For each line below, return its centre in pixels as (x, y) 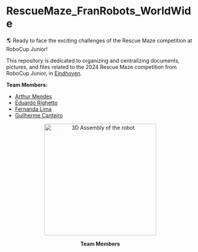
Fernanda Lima (33, 109)
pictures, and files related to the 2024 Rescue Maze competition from (92, 67)
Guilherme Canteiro (39, 115)
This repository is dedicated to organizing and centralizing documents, (93, 60)
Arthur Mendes (33, 96)
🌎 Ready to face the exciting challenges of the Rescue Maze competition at (99, 41)
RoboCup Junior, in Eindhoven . (44, 73)
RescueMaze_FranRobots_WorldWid (99, 11)
